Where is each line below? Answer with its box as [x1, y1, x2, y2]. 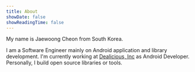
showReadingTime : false [6, 19, 64, 25]
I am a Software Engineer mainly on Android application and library [6, 47, 167, 54]
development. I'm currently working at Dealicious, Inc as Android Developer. [6, 53, 190, 60]
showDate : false [6, 14, 46, 20]
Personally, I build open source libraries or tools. [6, 59, 123, 66]
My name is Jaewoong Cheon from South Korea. [6, 36, 124, 43]
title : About [6, 8, 38, 15]
